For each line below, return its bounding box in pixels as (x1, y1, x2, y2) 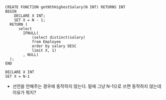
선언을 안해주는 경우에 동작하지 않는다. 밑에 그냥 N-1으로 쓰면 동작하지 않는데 (12, 83, 162, 89)
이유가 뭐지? (12, 90, 36, 95)
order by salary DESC (31, 44, 77, 49)
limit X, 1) (31, 48, 57, 53)
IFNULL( (23, 31, 39, 36)
